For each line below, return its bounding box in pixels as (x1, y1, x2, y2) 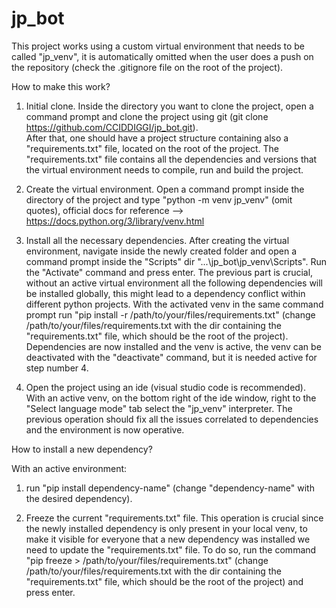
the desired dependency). (25, 492, 133, 504)
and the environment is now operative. (25, 423, 185, 436)
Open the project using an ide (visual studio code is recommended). (25, 381, 307, 393)
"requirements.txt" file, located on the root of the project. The (25, 142, 280, 154)
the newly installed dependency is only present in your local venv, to (25, 522, 308, 534)
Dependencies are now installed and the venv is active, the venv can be (25, 340, 322, 352)
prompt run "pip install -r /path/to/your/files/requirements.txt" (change (25, 308, 316, 321)
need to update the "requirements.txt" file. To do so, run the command (25, 543, 317, 556)
